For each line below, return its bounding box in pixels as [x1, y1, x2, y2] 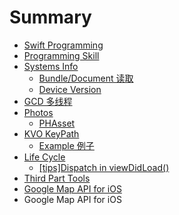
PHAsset [38, 117, 76, 129]
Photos [23, 106, 54, 118]
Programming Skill [23, 49, 100, 61]
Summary [9, 6, 92, 29]
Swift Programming [23, 39, 104, 51]
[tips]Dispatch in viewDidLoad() [38, 161, 170, 173]
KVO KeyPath [23, 127, 80, 140]
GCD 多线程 [23, 95, 73, 107]
